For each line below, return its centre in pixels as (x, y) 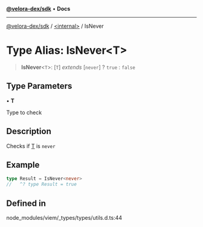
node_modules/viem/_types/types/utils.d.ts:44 (64, 217)
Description (29, 131)
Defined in (26, 203)
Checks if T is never (31, 146)
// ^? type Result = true (42, 184)
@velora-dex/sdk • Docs (38, 9)
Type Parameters (39, 86)
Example (23, 165)
